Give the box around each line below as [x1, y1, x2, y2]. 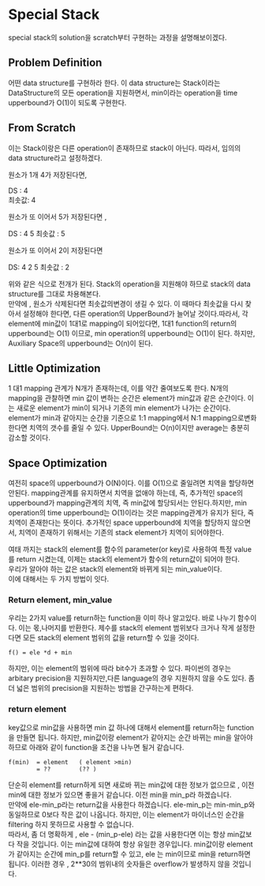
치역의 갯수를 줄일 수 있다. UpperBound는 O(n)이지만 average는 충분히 [28, 423, 250, 432]
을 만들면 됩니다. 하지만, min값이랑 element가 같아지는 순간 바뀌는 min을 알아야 [8, 733, 254, 742]
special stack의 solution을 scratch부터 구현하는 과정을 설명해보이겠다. [8, 32, 227, 42]
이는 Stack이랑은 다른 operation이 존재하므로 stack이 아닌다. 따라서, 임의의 [8, 143, 241, 153]
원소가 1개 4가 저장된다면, [8, 170, 88, 179]
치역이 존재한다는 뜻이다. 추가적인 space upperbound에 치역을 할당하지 [8, 518, 230, 527]
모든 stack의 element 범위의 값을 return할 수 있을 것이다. [22, 633, 200, 643]
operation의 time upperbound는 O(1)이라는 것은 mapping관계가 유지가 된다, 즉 [8, 508, 255, 518]
